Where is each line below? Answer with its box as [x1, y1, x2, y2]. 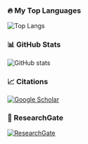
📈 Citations [7, 76, 49, 86]
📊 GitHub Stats [7, 40, 61, 49]
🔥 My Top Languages [7, 6, 82, 16]
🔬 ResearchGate [7, 112, 63, 122]
